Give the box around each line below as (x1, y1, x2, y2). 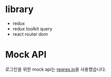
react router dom (12, 31, 48, 37)
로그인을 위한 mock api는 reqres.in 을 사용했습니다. (5, 66, 106, 72)
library (5, 4, 34, 15)
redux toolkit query (12, 25, 53, 31)
